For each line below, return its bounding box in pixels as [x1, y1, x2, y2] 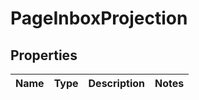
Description [88, 77, 145, 90]
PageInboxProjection [10, 7, 188, 30]
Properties [10, 47, 78, 64]
